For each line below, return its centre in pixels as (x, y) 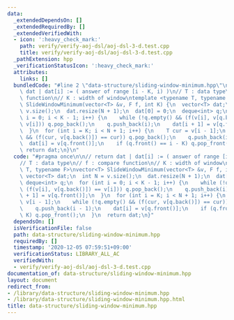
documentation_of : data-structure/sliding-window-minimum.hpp (99, 273)
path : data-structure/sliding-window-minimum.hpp (87, 235)
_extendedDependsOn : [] (48, 20)
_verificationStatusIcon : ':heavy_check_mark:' (84, 66)
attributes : (31, 72)
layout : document (32, 280)
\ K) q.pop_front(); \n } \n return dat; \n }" (87, 215)
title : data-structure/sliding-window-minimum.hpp (82, 306)
